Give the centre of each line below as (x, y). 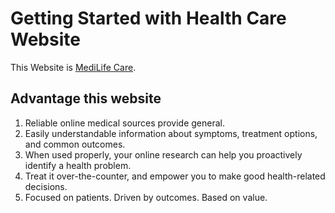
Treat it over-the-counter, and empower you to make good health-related (175, 176)
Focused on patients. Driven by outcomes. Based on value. (146, 197)
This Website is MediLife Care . (73, 67)
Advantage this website (86, 98)
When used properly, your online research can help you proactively (163, 154)
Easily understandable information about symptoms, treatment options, (171, 133)
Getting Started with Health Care (148, 18)
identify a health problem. (78, 165)
